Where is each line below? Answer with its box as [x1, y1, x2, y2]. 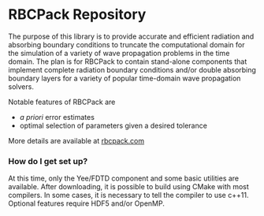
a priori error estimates [19, 112, 95, 121]
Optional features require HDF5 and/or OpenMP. [8, 199, 165, 208]
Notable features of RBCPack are [8, 97, 116, 106]
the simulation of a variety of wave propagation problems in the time [8, 48, 230, 58]
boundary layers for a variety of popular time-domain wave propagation [8, 73, 241, 83]
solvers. [8, 81, 34, 91]
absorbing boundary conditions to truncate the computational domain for [8, 39, 245, 49]
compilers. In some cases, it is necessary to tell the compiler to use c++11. [8, 191, 249, 200]
